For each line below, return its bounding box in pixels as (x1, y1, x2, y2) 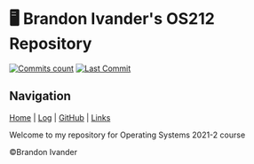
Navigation (9, 89, 71, 104)
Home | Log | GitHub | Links (9, 112, 111, 122)
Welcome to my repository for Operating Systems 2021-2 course (9, 129, 246, 140)
